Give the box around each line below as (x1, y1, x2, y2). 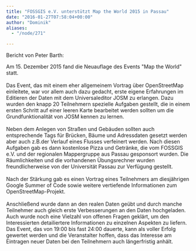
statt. (6, 69, 19, 76)
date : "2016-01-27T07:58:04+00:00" (6, 14, 93, 20)
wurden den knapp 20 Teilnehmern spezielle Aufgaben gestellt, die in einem (6, 101, 190, 108)
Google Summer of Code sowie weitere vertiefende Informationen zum (6, 182, 177, 189)
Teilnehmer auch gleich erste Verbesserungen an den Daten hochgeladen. (6, 207, 186, 214)
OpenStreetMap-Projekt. (6, 188, 66, 195)
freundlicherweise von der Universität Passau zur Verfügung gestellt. (6, 163, 173, 170)
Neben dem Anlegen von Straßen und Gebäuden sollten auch (6, 126, 155, 133)
